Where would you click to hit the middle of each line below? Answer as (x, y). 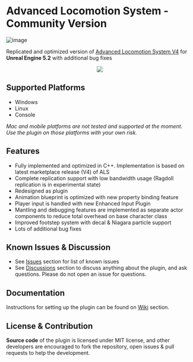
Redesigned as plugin (41, 191)
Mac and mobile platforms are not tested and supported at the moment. (94, 126)
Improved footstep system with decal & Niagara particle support (93, 222)
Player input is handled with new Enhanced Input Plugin (83, 203)
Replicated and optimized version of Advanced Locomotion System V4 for (97, 51)
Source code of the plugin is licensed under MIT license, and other (88, 340)
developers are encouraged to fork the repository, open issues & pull (90, 347)
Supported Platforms (46, 88)
